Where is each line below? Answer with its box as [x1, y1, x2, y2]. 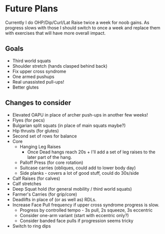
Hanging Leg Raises [19, 143, 61, 149]
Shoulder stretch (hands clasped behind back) [12, 63, 108, 69]
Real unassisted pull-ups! [12, 79, 65, 85]
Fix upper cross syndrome [12, 68, 66, 74]
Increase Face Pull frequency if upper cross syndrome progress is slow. [12, 202, 160, 208]
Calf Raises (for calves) [12, 175, 61, 181]
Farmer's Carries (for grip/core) [12, 191, 78, 197]
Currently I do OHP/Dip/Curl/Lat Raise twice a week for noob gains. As [5, 19, 150, 25]
